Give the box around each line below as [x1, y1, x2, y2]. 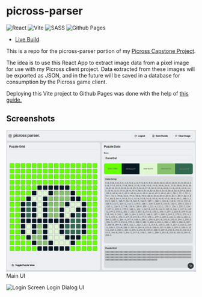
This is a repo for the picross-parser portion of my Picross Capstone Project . [6, 47, 196, 55]
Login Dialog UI [46, 284, 85, 291]
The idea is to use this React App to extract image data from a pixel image [6, 59, 189, 66]
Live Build [14, 35, 40, 43]
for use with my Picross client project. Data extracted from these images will [6, 65, 195, 73]
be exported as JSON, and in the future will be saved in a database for [6, 72, 180, 79]
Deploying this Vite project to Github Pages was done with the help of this [6, 90, 189, 97]
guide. [6, 96, 22, 103]
